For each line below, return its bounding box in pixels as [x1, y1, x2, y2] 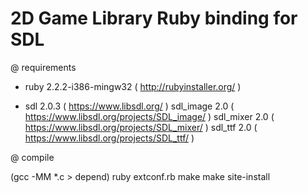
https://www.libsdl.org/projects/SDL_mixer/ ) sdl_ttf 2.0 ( [24, 121, 258, 133]
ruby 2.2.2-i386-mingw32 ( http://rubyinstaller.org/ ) [24, 80, 242, 92]
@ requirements [10, 61, 77, 73]
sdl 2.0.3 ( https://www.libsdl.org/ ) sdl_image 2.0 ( [24, 100, 235, 112]
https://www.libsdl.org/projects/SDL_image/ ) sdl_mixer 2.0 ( [24, 110, 275, 122]
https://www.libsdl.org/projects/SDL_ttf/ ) [24, 132, 195, 144]
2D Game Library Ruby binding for [10, 7, 298, 30]
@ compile [10, 151, 55, 163]
